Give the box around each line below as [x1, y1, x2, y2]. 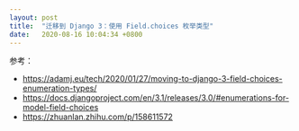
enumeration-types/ [22, 83, 97, 94]
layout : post [9, 13, 59, 22]
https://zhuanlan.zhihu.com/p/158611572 [22, 111, 174, 122]
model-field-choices [22, 102, 99, 113]
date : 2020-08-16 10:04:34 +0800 [9, 30, 143, 39]
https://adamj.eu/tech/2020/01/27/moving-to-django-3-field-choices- [22, 74, 283, 84]
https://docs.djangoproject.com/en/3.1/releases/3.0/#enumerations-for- [22, 92, 290, 103]
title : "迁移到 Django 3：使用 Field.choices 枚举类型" [9, 22, 214, 31]
